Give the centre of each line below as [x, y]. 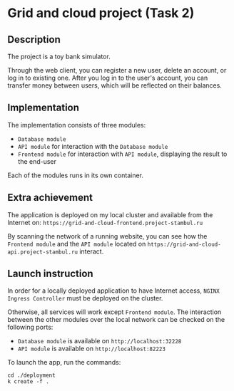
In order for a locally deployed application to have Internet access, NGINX [113, 291]
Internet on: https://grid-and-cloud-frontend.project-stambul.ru [105, 222]
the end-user [37, 161]
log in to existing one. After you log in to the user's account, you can [108, 78]
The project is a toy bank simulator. [59, 56]
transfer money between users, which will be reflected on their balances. [115, 85]
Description [34, 40]
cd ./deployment [31, 375]
